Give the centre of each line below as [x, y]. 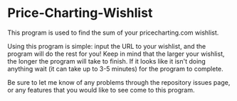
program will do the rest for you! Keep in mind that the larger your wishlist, [116, 54]
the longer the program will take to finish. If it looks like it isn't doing [107, 61]
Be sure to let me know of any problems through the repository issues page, [119, 82]
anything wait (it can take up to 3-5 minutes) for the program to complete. [116, 69]
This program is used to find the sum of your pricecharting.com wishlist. [113, 32]
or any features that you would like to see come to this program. [101, 90]
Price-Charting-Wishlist [80, 13]
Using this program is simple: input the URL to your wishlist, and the [107, 46]
